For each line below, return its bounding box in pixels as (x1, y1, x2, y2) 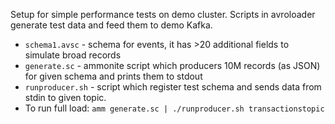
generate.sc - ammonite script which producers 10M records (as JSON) (24, 60, 321, 71)
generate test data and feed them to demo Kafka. (10, 19, 213, 31)
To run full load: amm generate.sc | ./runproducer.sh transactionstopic (24, 102, 325, 114)
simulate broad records (24, 49, 122, 61)
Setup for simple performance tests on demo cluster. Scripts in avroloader (10, 9, 316, 20)
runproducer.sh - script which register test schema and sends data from (24, 81, 322, 93)
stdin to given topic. (24, 92, 107, 103)
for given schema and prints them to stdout (24, 70, 203, 82)
